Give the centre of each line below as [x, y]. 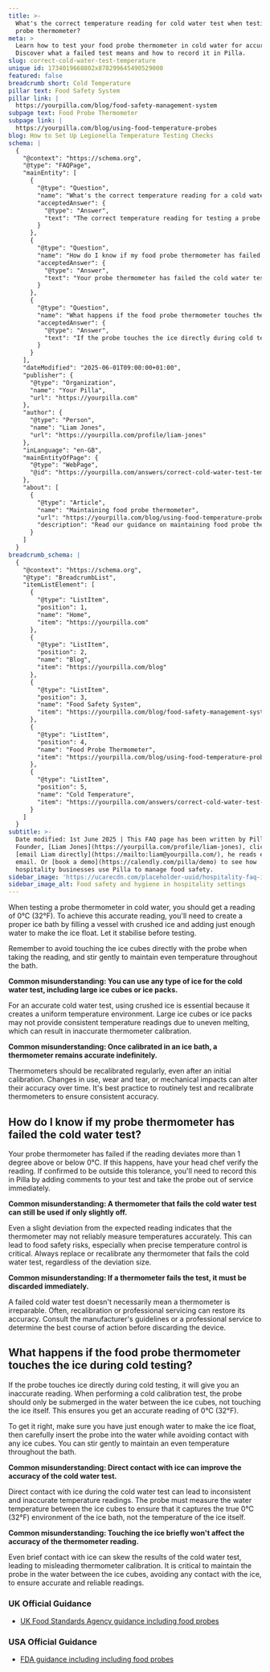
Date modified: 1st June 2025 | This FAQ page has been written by [131, 840]
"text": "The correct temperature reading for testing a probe [152, 218]
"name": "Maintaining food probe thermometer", [118, 510]
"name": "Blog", [64, 660]
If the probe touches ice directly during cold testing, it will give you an [124, 1384]
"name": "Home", [64, 615]
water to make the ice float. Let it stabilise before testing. [102, 933]
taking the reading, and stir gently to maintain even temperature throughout [133, 957]
